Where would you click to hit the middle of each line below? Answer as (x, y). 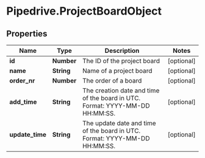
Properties (27, 34)
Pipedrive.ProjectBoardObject (84, 11)
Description (122, 51)
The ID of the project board (121, 61)
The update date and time (119, 123)
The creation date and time (121, 91)
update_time (28, 135)
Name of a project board (117, 71)
